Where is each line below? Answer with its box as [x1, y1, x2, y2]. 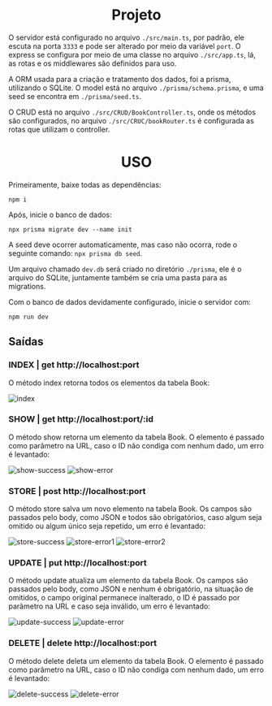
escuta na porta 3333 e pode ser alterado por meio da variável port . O [8, 41, 241, 50]
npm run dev [8, 313, 49, 321]
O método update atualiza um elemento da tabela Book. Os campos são [8, 575, 248, 586]
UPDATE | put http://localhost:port [8, 557, 148, 569]
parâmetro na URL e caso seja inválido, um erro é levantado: [8, 601, 211, 611]
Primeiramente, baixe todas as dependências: [8, 180, 162, 189]
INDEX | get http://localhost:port [8, 359, 140, 370]
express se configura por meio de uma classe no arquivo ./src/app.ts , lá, [8, 50, 256, 59]
